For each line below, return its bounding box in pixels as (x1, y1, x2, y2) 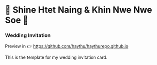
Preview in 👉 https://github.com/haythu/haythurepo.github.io (5, 43, 128, 49)
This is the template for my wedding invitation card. (5, 54, 108, 60)
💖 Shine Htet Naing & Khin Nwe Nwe (5, 4, 153, 16)
